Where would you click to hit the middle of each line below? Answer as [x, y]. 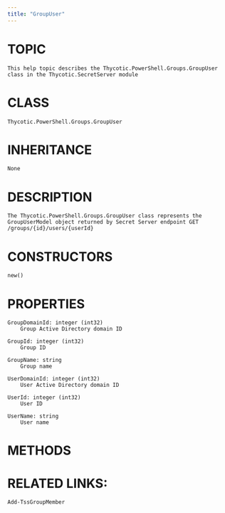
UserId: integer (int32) [44, 398]
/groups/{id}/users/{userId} [51, 229]
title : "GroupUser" [36, 14]
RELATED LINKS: [58, 483]
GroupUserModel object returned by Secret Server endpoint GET [103, 222]
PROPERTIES [46, 304]
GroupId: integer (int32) [46, 342]
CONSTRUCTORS [60, 256]
